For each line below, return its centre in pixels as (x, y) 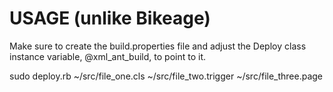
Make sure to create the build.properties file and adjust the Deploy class (158, 46)
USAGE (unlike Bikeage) (110, 18)
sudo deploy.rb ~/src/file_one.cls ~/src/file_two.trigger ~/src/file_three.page (166, 76)
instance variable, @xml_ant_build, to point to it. (107, 56)
